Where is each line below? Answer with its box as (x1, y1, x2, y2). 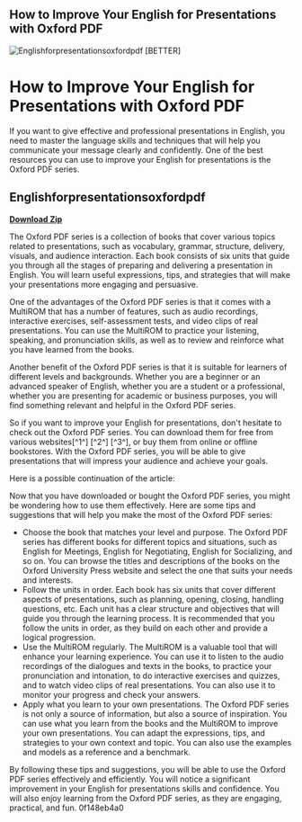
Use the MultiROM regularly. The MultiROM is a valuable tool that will (22, 641, 278, 652)
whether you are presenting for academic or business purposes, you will (9, 390, 278, 401)
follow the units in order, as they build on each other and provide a (22, 622, 268, 633)
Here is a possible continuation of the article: (9, 472, 175, 484)
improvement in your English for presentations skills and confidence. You (9, 782, 280, 794)
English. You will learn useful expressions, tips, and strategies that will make (9, 269, 290, 280)
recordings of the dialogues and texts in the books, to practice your (22, 660, 272, 671)
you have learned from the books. (9, 344, 135, 354)
